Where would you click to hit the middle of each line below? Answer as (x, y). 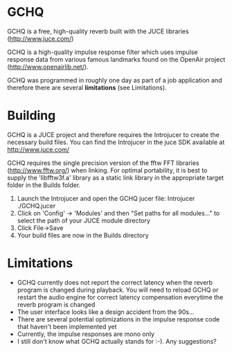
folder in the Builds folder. (44, 185)
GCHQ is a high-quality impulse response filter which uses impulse (102, 52)
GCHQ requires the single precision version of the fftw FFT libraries (103, 163)
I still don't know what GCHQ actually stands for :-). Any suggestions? (117, 341)
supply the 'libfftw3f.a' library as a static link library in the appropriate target (115, 177)
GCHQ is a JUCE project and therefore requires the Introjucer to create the (114, 134)
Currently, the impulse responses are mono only (86, 334)
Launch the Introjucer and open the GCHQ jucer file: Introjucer (106, 198)
